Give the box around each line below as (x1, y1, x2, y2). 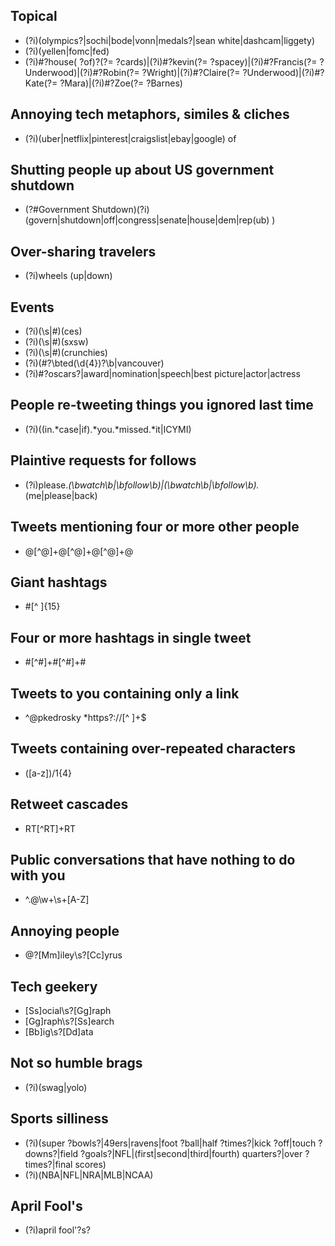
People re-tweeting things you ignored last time (10, 397, 314, 414)
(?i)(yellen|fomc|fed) (24, 45, 110, 57)
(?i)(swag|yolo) (24, 1081, 88, 1093)
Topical (10, 8, 58, 25)
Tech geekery (10, 978, 98, 995)
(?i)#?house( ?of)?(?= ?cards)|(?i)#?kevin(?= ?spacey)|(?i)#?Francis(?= (24, 55, 318, 68)
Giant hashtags (10, 574, 108, 591)
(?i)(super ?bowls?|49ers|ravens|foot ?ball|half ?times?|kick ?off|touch (24, 1137, 317, 1149)
